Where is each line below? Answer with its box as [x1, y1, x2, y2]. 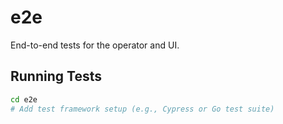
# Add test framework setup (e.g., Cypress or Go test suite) [10, 104, 275, 114]
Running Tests [10, 68, 102, 85]
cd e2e [10, 94, 38, 105]
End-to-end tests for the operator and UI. [10, 39, 180, 51]
